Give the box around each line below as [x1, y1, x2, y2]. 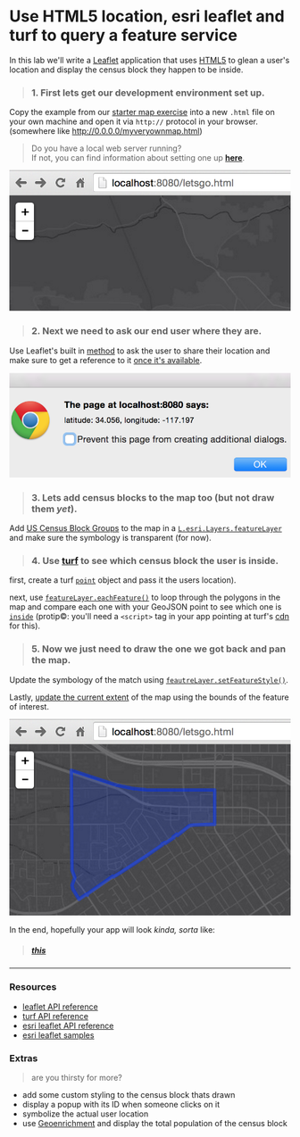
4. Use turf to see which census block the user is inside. [30, 554, 279, 567]
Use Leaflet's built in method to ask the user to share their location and [9, 345, 271, 356]
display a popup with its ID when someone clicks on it [21, 1100, 221, 1110]
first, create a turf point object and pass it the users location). [9, 575, 237, 585]
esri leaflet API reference [21, 1020, 114, 1031]
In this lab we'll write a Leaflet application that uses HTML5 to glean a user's [9, 54, 290, 65]
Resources [9, 981, 57, 993]
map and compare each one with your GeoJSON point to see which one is [9, 602, 282, 612]
